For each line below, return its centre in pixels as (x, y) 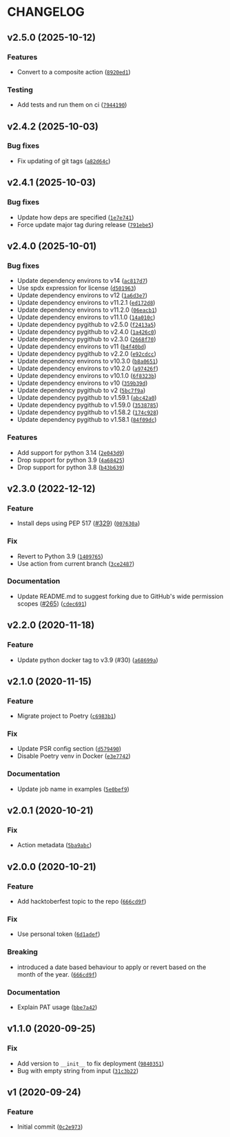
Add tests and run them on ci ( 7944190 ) (72, 105)
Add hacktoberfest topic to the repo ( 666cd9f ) (82, 902)
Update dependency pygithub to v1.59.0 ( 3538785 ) (88, 405)
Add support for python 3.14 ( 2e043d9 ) (71, 452)
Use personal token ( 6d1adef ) (59, 934)
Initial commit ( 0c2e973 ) (50, 1127)
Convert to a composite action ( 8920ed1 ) (74, 72)
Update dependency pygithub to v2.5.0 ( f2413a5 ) (86, 325)
